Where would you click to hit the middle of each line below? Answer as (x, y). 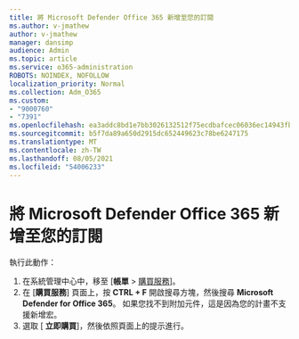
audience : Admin (39, 51)
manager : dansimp (41, 42)
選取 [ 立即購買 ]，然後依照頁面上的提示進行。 (105, 326)
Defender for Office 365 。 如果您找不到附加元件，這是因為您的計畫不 (150, 303)
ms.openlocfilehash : (48, 126)
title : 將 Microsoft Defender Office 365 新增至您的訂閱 (112, 17)
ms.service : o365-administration (71, 68)
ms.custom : (29, 100)
